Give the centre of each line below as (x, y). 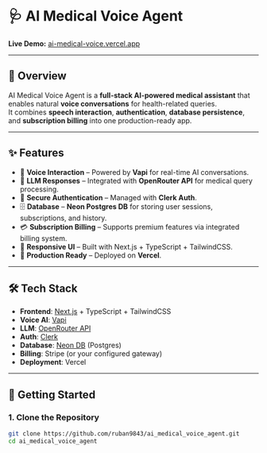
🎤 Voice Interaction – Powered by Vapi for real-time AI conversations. (134, 172)
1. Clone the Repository (54, 417)
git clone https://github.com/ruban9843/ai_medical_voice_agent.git (124, 434)
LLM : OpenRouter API (55, 328)
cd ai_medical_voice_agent (53, 441)
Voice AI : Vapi (43, 320)
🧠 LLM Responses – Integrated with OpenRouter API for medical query (136, 180)
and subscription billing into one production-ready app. (100, 120)
